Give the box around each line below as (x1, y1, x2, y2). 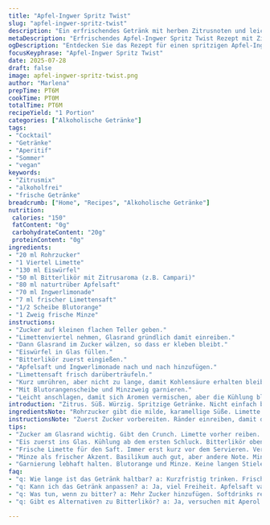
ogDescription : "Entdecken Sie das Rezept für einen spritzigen (8, 42, 228, 50)
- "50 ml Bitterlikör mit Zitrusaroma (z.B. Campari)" (8, 273, 196, 281)
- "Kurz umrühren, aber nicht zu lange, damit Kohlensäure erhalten (8, 378, 243, 386)
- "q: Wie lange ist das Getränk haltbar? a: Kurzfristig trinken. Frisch (8, 475, 264, 483)
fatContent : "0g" (11, 221, 70, 229)
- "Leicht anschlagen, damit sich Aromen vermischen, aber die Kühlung (8, 393, 253, 401)
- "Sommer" (8, 154, 45, 162)
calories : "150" (11, 214, 67, 222)
